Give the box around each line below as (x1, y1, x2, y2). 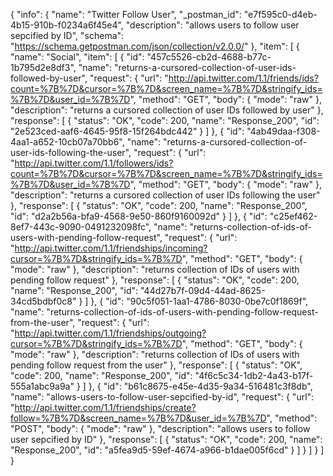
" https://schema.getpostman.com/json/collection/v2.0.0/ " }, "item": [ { (10, 40, 300, 52)
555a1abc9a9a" (10, 380, 75, 392)
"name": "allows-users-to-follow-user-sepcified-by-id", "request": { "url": (10, 391, 315, 403)
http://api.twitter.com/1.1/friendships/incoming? (14, 242, 208, 254)
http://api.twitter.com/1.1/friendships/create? (14, 402, 197, 413)
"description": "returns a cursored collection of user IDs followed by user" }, (10, 104, 324, 116)
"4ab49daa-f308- (246, 125, 321, 137)
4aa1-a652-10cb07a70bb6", (10, 136, 125, 148)
